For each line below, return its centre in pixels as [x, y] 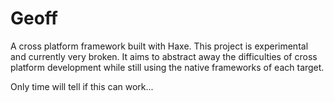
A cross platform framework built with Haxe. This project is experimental [159, 46]
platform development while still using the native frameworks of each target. [167, 67]
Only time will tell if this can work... [82, 86]
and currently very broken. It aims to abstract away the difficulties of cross [164, 56]
